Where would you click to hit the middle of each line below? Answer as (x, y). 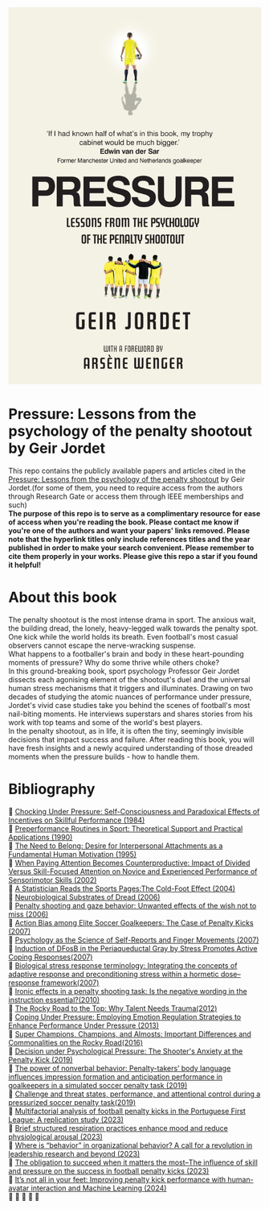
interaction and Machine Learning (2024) (99, 1188)
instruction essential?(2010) (54, 1000)
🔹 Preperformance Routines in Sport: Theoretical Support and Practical (126, 828)
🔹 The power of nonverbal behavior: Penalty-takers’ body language (120, 1068)
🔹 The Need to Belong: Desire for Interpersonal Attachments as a (116, 846)
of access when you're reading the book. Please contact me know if (124, 522)
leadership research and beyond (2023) (74, 1153)
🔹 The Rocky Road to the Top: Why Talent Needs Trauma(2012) (113, 1008)
